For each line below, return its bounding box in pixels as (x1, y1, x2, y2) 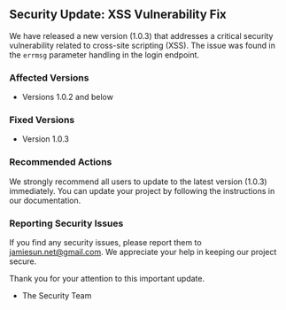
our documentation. (9, 195, 81, 205)
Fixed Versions (9, 114, 75, 127)
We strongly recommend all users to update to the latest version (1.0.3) (9, 176, 267, 187)
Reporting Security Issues (9, 217, 124, 229)
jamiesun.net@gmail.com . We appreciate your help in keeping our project (9, 247, 277, 257)
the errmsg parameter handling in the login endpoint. (9, 49, 200, 60)
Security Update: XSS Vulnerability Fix (9, 7, 228, 22)
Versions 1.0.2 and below (21, 92, 113, 103)
